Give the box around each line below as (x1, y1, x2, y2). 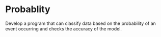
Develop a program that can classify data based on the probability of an (5, 20, 156, 26)
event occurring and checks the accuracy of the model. (5, 25, 122, 31)
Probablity (5, 4, 50, 15)
